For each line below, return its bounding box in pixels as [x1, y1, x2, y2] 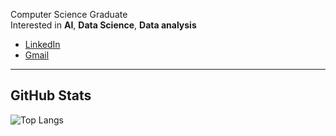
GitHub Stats [10, 87, 92, 104]
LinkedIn [24, 39, 61, 50]
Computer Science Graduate [10, 9, 128, 20]
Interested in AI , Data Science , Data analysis [10, 19, 197, 31]
